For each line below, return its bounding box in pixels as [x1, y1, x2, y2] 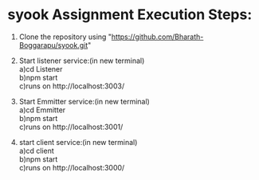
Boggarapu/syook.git [18, 40, 88, 49]
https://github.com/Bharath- [111, 32, 204, 41]
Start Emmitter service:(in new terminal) [18, 96, 151, 106]
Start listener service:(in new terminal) [18, 56, 145, 65]
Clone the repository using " [18, 32, 112, 41]
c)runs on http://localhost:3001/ [18, 122, 124, 131]
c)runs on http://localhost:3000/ [18, 162, 125, 172]
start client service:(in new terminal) [18, 137, 138, 147]
